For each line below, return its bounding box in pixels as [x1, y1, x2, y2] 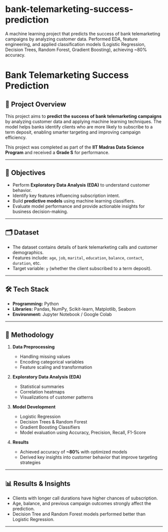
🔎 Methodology [5, 330, 54, 339]
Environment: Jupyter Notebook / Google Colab [12, 311, 112, 317]
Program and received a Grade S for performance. [5, 149, 110, 155]
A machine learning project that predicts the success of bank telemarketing [5, 30, 160, 36]
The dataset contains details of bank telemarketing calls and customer [12, 244, 157, 250]
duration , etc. [12, 260, 41, 266]
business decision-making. [12, 208, 68, 214]
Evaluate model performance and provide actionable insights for [12, 203, 145, 209]
